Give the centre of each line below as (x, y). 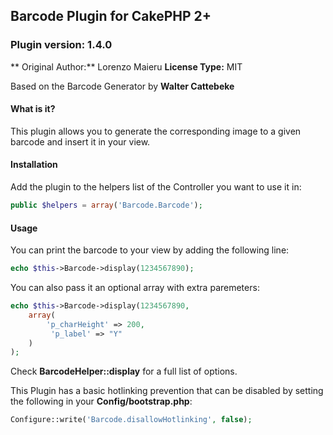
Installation (34, 165)
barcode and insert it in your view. (80, 141)
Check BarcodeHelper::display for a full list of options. (124, 371)
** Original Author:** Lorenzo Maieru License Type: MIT (126, 66)
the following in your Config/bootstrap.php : (101, 401)
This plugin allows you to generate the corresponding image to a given (156, 131)
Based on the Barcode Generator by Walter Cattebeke (122, 86)
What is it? (33, 109)
